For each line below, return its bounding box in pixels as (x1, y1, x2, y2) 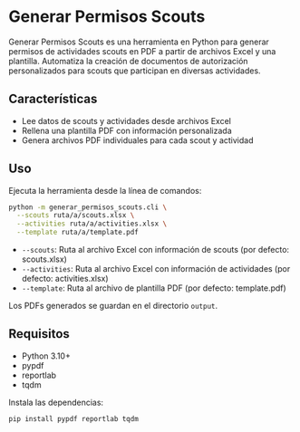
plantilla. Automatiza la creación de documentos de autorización (8, 55, 248, 66)
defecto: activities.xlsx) (21, 274, 110, 284)
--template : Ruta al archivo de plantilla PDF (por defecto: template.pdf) (21, 283, 286, 293)
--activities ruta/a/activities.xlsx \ (16, 219, 168, 228)
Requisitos (8, 326, 70, 341)
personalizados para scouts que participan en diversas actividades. (8, 65, 261, 76)
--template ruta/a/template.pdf (16, 228, 140, 237)
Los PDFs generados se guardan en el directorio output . (8, 301, 218, 312)
